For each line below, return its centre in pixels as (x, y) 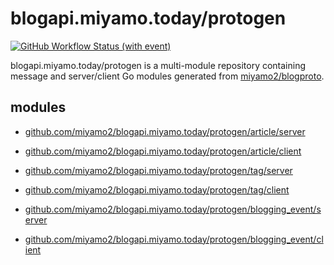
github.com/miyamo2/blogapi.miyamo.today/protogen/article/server (165, 131)
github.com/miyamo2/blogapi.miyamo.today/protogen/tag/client (157, 189)
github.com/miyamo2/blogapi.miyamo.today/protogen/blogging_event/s (173, 209)
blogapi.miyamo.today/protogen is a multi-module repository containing (158, 65)
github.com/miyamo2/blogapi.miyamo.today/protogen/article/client (163, 151)
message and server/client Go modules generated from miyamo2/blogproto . (167, 76)
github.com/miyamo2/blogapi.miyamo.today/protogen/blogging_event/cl (174, 239)
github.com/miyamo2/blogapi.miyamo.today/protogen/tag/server (158, 170)
